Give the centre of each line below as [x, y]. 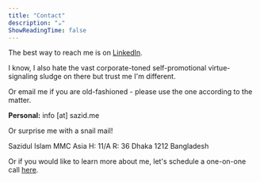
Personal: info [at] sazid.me [54, 116]
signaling [23, 77]
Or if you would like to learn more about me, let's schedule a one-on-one [127, 161]
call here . [23, 170]
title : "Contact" [37, 15]
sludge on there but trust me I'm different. [107, 77]
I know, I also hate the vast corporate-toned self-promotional [107, 68]
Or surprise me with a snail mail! [61, 131]
